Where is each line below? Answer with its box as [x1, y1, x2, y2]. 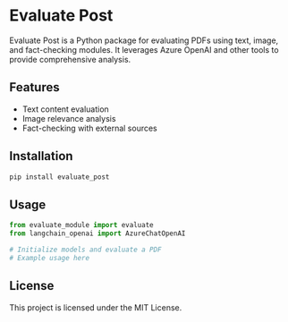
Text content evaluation [21, 104, 109, 114]
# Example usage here [9, 253, 90, 262]
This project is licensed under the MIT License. [9, 301, 182, 313]
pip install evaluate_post [9, 172, 110, 182]
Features [9, 80, 60, 95]
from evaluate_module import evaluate [9, 221, 154, 230]
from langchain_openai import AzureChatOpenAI [9, 229, 186, 238]
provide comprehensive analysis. [9, 54, 131, 64]
